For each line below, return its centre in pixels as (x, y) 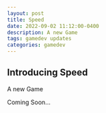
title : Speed (26, 20)
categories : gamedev (37, 45)
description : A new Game (42, 32)
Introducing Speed (48, 72)
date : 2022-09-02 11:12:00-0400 (53, 26)
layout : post (26, 13)
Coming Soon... (29, 102)
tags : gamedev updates (39, 39)
